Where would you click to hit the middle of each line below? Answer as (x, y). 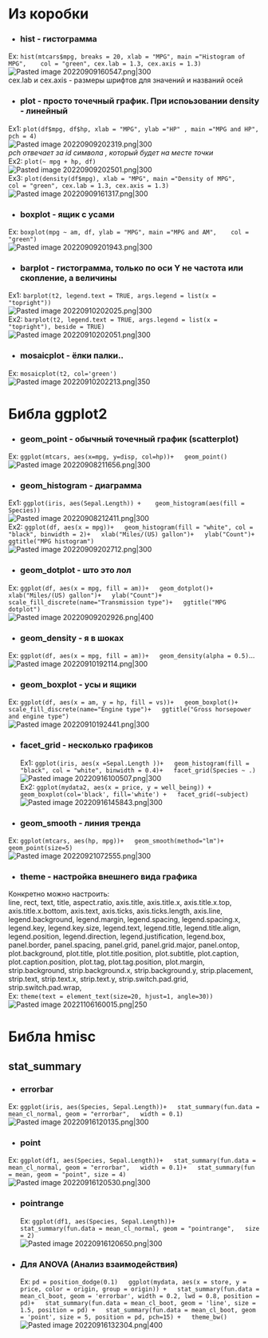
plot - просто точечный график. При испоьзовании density (140, 101)
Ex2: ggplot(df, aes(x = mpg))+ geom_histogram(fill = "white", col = (131, 527)
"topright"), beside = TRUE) (57, 327)
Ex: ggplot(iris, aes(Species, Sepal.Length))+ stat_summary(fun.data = (134, 1107)
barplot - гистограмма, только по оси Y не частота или (131, 268)
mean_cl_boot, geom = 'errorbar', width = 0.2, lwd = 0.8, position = (140, 1296)
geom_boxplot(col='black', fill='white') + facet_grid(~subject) (134, 794)
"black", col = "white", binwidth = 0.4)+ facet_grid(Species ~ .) (138, 770)
